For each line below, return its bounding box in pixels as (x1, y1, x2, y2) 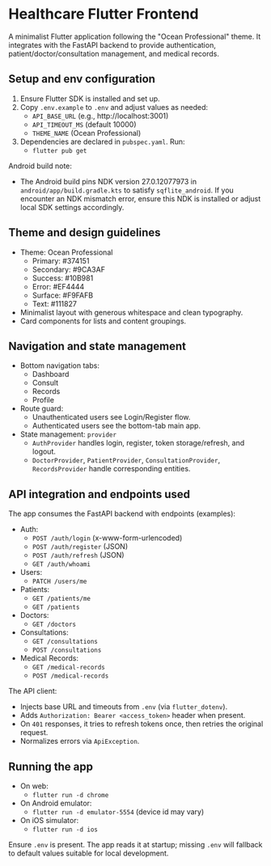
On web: (19, 781, 49, 791)
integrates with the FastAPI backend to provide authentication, (8, 40, 216, 49)
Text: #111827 (32, 298, 77, 308)
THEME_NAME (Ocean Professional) (32, 128, 142, 137)
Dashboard (32, 370, 70, 379)
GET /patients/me (32, 595, 91, 603)
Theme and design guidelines (8, 226, 161, 239)
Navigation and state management (8, 339, 186, 353)
